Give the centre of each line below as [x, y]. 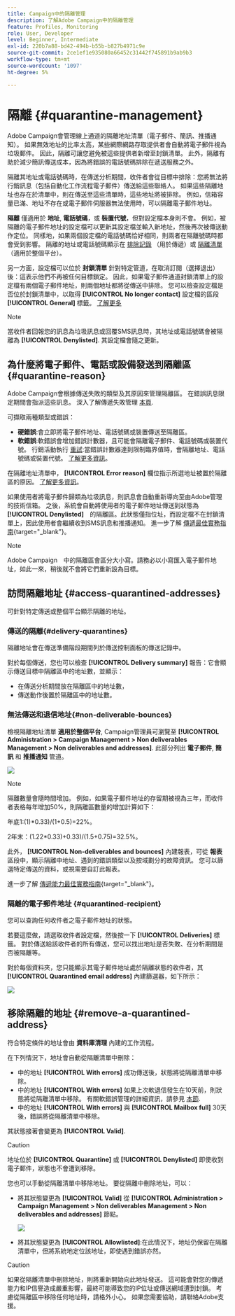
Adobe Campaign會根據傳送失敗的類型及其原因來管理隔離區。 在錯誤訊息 [113, 393]
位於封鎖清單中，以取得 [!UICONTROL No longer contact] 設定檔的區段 [116, 294]
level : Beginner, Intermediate [53, 40]
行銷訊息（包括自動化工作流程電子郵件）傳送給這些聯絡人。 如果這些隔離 [112, 185]
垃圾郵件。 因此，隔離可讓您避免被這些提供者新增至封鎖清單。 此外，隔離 [113, 153]
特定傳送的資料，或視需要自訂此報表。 [68, 869]
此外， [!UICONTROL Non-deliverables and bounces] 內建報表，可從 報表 [115, 851]
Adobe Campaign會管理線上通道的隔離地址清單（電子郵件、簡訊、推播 [109, 136]
